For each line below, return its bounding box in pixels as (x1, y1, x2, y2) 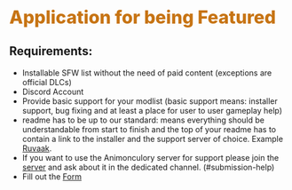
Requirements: (9, 44, 93, 59)
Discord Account (21, 86, 84, 97)
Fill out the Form (21, 170, 83, 182)
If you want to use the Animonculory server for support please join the (21, 152, 280, 162)
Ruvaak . (21, 143, 52, 154)
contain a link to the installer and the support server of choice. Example (21, 133, 284, 144)
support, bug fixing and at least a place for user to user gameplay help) (21, 105, 282, 115)
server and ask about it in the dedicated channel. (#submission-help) (21, 162, 275, 172)
